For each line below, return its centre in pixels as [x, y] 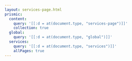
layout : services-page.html [33, 10]
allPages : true [29, 51]
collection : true [31, 28]
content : [18, 19]
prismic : [13, 14]
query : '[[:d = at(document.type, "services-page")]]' [71, 23]
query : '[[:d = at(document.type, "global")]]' [63, 37]
